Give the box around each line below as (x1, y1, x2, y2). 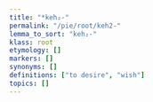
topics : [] (9, 79, 50, 88)
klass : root (9, 37, 53, 47)
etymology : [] (9, 46, 62, 55)
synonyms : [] (9, 63, 58, 72)
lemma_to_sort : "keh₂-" (9, 29, 98, 38)
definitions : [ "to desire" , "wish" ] (9, 71, 145, 80)
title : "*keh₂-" (9, 12, 69, 22)
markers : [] (9, 54, 53, 63)
